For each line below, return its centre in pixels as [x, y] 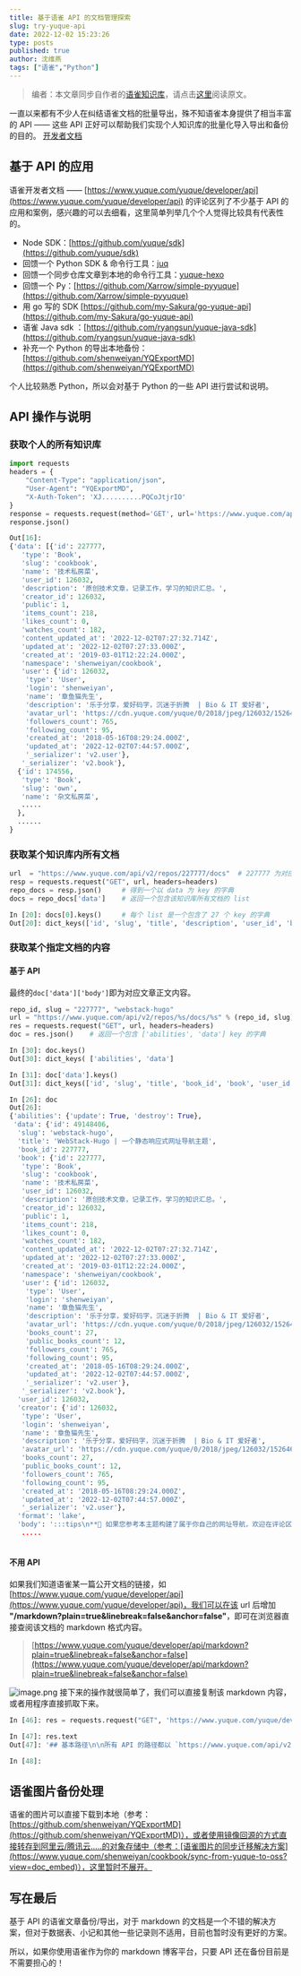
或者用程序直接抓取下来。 [56, 1703]
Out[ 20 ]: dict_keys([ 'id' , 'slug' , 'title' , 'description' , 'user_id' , [146, 923]
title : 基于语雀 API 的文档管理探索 [70, 17]
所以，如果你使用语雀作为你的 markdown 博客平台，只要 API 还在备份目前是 [149, 1952]
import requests [39, 464]
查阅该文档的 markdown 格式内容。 [82, 1627]
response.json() [39, 522]
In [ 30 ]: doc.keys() [48, 1051]
